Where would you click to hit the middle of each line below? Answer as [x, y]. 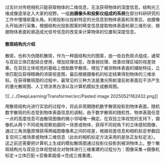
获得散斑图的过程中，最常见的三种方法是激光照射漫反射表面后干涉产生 [89, 81]
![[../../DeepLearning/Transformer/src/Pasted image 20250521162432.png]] [82, 96]
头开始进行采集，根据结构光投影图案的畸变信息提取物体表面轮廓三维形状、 [80, 26]
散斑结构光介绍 [20, 44]
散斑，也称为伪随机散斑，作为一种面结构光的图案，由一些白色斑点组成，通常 [82, 56]
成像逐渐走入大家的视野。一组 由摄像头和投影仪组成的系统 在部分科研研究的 [84, 13]
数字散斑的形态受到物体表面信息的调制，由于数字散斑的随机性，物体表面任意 [82, 112]
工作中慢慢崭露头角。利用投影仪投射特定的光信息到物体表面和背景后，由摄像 [82, 19]
